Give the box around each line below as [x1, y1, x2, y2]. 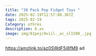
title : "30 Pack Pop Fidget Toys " [5, 7, 80, 13]
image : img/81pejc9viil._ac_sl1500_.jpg [5, 31, 92, 36]
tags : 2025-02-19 [5, 17, 42, 22]
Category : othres [5, 21, 42, 27]
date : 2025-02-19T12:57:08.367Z [5, 12, 73, 17]
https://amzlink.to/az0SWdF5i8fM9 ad [5, 45, 85, 51]
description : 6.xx [5, 26, 44, 32]
